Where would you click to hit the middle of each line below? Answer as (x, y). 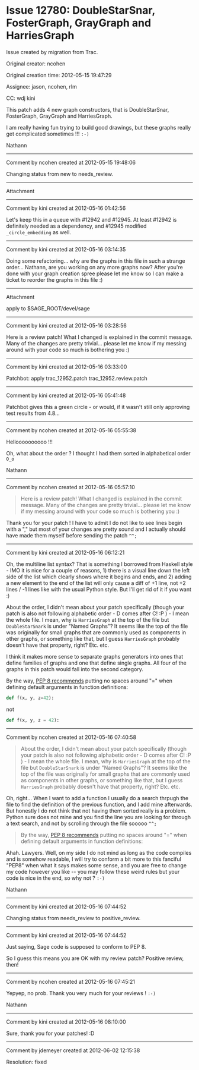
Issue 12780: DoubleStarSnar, (81, 10)
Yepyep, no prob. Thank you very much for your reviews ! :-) (81, 993)
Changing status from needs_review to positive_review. (73, 918)
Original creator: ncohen (36, 64)
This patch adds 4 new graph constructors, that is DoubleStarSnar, (88, 109)
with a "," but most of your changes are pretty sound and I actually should (96, 529)
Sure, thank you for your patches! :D (50, 1033)
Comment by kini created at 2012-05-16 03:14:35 (66, 249)
